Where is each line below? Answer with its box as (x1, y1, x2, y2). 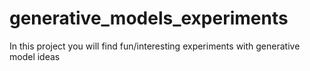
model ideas (9, 50, 61, 62)
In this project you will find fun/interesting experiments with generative (9, 40, 301, 52)
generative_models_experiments (9, 7, 289, 30)
